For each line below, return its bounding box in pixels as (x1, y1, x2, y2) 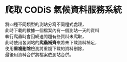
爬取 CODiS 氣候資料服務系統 (5, 4, 122, 15)
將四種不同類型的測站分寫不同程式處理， (5, 21, 86, 27)
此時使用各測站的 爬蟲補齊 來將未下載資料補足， (5, 39, 99, 45)
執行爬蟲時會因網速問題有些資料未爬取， (5, 33, 86, 39)
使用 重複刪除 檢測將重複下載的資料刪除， (5, 46, 86, 51)
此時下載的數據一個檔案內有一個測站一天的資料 (5, 27, 99, 33)
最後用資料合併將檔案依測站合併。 (5, 51, 74, 57)
